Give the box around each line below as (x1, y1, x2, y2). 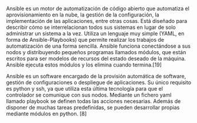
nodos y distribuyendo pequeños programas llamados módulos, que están (6, 49, 186, 55)
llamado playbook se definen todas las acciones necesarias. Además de (6, 98, 181, 105)
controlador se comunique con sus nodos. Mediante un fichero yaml (6, 91, 172, 98)
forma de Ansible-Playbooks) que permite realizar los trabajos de (6, 36, 165, 43)
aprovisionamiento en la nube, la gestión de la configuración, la (6, 11, 160, 18)
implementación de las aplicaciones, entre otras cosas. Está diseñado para (6, 18, 188, 24)
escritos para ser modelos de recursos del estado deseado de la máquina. (6, 55, 186, 62)
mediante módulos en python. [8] (6, 110, 87, 117)
